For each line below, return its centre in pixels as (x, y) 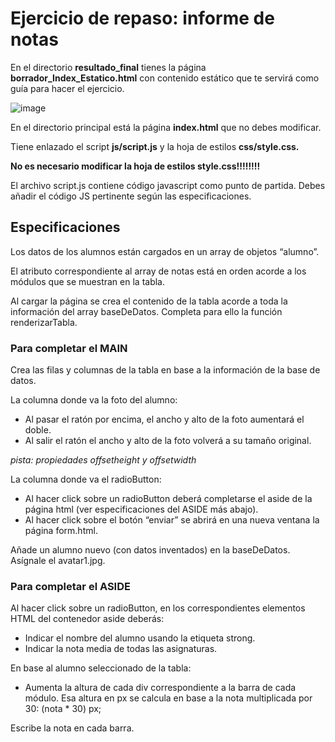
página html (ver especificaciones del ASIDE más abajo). (141, 509)
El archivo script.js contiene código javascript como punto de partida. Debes (168, 185)
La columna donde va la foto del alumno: (94, 400)
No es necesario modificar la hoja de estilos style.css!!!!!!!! (135, 166)
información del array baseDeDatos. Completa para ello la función (146, 311)
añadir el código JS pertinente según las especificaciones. (131, 196)
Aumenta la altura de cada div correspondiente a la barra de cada (160, 688)
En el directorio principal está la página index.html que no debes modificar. (166, 127)
